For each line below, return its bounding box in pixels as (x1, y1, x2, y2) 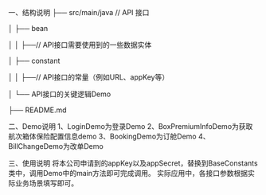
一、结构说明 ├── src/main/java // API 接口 (8, 8, 150, 17)
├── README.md (8, 105, 67, 115)
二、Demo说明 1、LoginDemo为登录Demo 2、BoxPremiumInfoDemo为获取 (8, 122, 253, 131)
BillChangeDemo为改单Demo (8, 142, 104, 150)
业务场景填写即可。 (14, 178, 78, 188)
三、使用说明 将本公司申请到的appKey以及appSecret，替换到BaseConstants (8, 158, 258, 168)
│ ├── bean (8, 24, 49, 33)
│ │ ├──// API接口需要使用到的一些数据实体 (8, 40, 152, 49)
